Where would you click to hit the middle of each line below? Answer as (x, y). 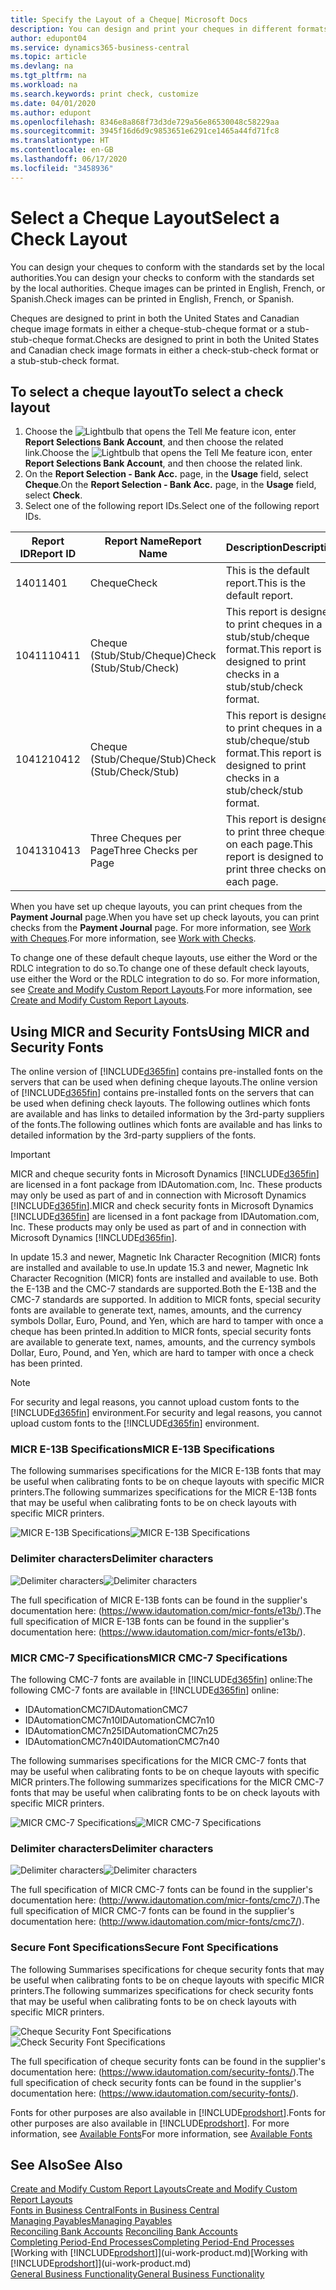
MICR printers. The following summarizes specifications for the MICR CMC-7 (167, 1782)
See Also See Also (66, 2165)
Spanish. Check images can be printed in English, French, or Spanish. (152, 298)
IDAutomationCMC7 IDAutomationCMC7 (106, 1710)
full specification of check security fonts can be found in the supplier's (156, 2082)
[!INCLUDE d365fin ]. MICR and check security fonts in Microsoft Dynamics (162, 1206)
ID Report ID (48, 554)
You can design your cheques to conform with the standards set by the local (167, 267)
